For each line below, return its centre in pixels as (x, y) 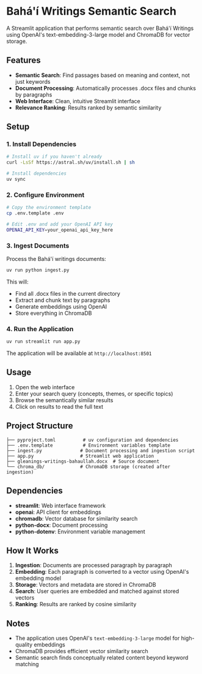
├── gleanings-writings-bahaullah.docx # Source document (83, 461)
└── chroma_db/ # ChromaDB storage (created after (88, 467)
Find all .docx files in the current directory (68, 293)
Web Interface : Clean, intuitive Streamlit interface (78, 101)
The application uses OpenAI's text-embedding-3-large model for (97, 638)
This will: (17, 282)
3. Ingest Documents (38, 246)
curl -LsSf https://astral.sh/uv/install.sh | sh (71, 163)
